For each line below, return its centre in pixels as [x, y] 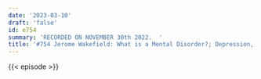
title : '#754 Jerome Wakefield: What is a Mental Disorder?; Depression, [131, 45]
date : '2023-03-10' [40, 15]
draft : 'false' [33, 23]
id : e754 [22, 30]
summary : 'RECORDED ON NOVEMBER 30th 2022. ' [85, 37]
